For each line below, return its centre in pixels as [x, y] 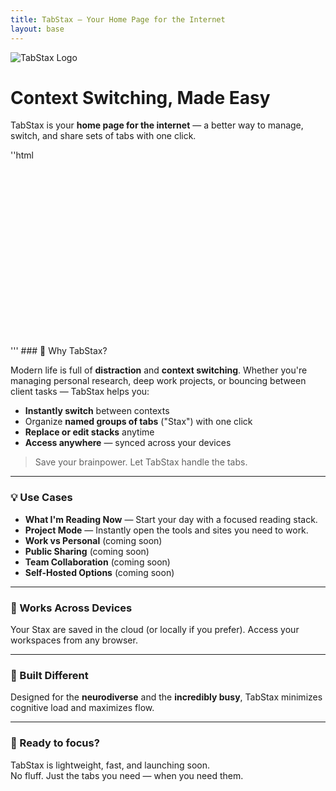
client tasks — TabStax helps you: [80, 392]
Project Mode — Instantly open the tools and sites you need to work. [166, 530]
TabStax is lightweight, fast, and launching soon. [110, 765]
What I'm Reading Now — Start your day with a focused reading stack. [171, 519]
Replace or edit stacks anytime [89, 432]
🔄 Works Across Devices [71, 608]
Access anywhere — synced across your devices [128, 443]
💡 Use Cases [41, 498]
